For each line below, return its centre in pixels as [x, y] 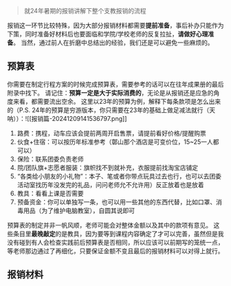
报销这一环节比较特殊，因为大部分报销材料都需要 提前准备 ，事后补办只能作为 [115, 25]
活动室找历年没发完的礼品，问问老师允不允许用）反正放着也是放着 [110, 184]
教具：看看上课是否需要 [50, 193]
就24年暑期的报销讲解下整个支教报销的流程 [85, 11]
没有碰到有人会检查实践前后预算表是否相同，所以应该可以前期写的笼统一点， [115, 242]
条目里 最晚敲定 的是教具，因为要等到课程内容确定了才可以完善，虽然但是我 [118, 234]
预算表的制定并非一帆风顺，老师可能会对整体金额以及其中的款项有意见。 [109, 225]
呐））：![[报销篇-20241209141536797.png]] [67, 118]
